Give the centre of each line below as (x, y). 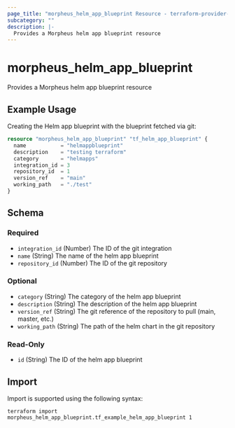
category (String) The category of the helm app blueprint (99, 296)
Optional (22, 281)
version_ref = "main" (50, 178)
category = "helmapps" (56, 158)
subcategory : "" (31, 20)
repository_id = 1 (42, 172)
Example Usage (42, 109)
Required (23, 233)
